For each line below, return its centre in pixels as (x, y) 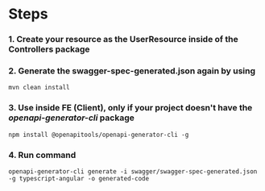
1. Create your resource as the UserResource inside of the (124, 39)
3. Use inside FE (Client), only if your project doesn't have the (130, 108)
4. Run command (42, 155)
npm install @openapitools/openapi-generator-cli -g (99, 135)
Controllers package (49, 49)
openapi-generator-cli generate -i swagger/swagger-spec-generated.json (133, 172)
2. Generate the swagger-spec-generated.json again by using (132, 71)
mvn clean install (39, 88)
